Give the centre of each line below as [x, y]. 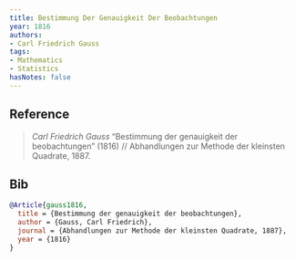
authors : [26, 35]
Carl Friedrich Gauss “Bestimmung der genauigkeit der [135, 136]
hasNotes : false [40, 78]
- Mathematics [36, 60]
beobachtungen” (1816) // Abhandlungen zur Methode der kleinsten [158, 146]
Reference [40, 115]
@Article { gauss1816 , [49, 205]
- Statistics [34, 69]
